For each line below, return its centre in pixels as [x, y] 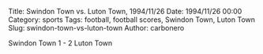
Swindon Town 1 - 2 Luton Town [60, 43]
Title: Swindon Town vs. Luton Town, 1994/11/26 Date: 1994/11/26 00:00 [125, 11]
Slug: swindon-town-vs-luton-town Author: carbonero [96, 28]
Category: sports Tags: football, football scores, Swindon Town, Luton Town [131, 20]
